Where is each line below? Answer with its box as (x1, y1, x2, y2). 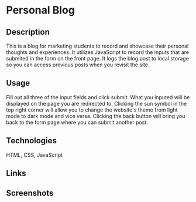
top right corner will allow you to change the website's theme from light (6, 106, 178, 113)
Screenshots (6, 188, 54, 198)
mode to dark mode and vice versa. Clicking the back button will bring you (6, 112, 185, 119)
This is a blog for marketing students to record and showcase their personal (6, 42, 189, 49)
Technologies (6, 136, 57, 146)
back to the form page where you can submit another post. (6, 119, 148, 126)
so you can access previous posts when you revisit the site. (6, 61, 150, 68)
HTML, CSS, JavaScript (6, 151, 63, 159)
